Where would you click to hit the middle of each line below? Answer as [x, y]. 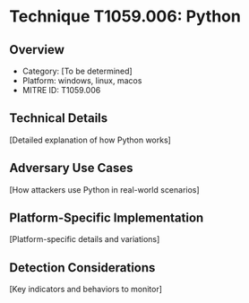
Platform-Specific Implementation [107, 218]
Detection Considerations [82, 268]
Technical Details [59, 118]
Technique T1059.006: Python [125, 17]
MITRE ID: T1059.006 [61, 90]
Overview [37, 50]
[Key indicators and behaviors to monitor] [86, 290]
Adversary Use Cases [71, 168]
